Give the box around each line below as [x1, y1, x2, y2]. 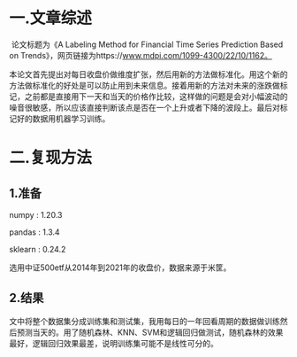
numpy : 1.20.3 [9, 209, 63, 220]
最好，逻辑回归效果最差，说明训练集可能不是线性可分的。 [9, 338, 218, 348]
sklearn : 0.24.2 [9, 244, 66, 254]
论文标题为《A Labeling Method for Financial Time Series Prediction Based [11, 39, 284, 50]
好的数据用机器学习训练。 [16, 113, 110, 124]
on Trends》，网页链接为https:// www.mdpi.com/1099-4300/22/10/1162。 [9, 50, 272, 60]
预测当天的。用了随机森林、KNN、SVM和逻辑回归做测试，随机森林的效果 [16, 327, 284, 338]
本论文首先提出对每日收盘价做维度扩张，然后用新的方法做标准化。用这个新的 [9, 68, 288, 80]
